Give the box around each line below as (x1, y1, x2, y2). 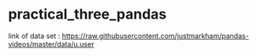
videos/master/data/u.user (8, 39, 95, 48)
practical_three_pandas (8, 5, 167, 23)
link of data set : (8, 31, 61, 40)
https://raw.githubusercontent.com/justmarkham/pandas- (61, 31, 250, 40)
